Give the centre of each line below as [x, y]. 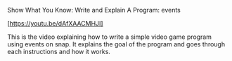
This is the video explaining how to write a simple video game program [110, 37]
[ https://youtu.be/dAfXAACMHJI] [55, 23]
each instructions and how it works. [59, 52]
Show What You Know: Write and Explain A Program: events [94, 10]
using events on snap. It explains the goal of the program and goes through [116, 44]
